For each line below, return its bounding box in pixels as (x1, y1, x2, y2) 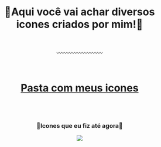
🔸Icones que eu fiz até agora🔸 (36, 121, 123, 129)
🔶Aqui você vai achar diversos (4, 5, 155, 19)
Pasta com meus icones (20, 81, 139, 95)
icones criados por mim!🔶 (16, 18, 143, 31)
